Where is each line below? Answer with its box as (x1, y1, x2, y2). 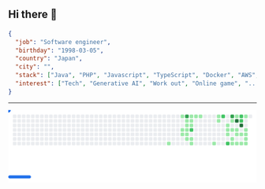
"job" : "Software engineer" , (15, 38, 111, 46)
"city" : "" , (15, 63, 55, 71)
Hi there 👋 (8, 8, 58, 21)
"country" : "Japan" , (15, 54, 83, 63)
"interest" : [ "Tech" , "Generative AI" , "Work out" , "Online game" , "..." (15, 80, 263, 87)
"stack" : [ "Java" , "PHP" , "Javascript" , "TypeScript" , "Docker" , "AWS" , (15, 72, 259, 80)
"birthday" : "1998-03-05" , (15, 46, 104, 54)
